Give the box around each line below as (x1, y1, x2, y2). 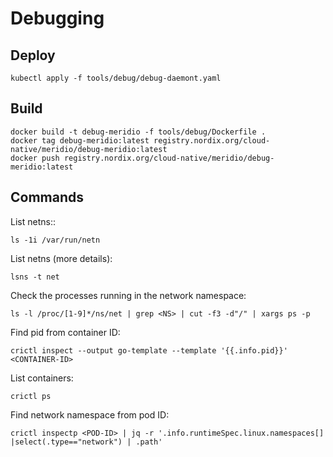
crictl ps (10, 391, 52, 401)
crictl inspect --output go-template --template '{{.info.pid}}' (10, 345, 288, 356)
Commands (10, 189, 85, 206)
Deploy (10, 47, 56, 64)
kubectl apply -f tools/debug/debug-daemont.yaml (10, 73, 222, 83)
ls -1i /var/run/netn (10, 235, 101, 245)
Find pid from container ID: (10, 326, 121, 338)
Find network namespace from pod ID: (10, 408, 170, 421)
